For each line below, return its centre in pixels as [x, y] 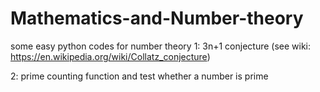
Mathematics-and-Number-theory [157, 18]
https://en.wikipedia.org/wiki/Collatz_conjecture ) [110, 56]
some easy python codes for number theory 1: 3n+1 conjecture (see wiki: [161, 46]
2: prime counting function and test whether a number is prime [139, 76]
